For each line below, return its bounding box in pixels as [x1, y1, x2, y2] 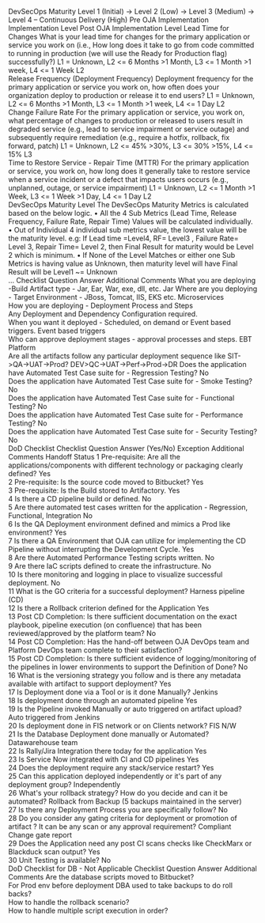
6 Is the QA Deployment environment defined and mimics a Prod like [8, 520, 231, 528]
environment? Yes [8, 528, 67, 537]
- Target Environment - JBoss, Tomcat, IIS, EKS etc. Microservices [8, 293, 225, 301]
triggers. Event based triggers [8, 326, 106, 335]
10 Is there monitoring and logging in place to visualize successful [8, 569, 223, 579]
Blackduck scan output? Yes [8, 847, 100, 857]
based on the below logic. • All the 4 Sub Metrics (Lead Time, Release [8, 209, 237, 218]
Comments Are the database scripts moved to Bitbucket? [8, 872, 195, 881]
